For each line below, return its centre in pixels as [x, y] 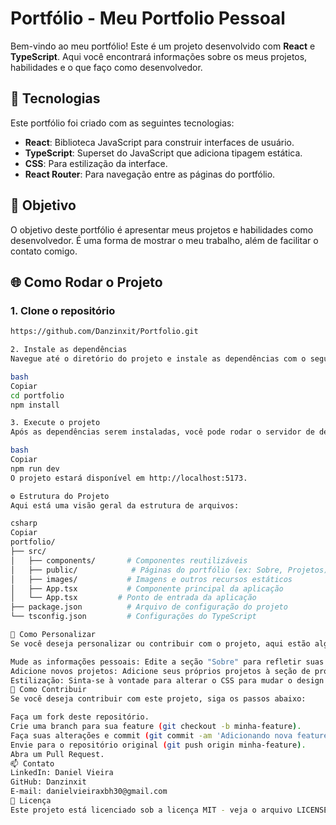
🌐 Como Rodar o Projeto [86, 282]
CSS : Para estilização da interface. [96, 163]
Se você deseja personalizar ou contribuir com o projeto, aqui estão [160, 643]
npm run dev [35, 468]
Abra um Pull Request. [57, 754]
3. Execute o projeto [55, 423]
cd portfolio [37, 395]
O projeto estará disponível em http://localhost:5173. [129, 478]
